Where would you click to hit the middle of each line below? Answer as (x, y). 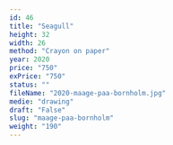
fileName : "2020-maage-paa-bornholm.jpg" (88, 93)
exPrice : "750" (38, 77)
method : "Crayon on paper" (60, 51)
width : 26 (28, 43)
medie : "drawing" (42, 101)
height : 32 (30, 34)
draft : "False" (38, 110)
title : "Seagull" (42, 26)
